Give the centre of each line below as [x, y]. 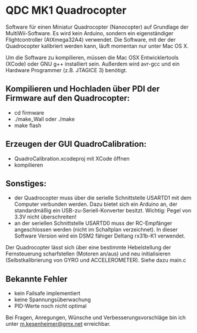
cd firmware [29, 112]
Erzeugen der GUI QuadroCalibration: [76, 144]
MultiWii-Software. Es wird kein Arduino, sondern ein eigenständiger [90, 33]
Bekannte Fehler [37, 279]
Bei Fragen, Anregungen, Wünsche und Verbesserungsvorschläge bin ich [96, 317]
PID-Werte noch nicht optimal [50, 306]
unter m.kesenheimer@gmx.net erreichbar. [58, 324]
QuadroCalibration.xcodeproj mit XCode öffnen [72, 158]
